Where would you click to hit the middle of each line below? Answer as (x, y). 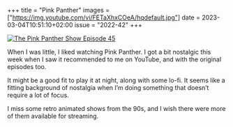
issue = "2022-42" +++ (108, 25)
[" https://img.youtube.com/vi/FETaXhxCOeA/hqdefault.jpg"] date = (104, 17)
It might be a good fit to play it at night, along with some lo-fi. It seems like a (116, 80)
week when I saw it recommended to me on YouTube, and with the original (114, 59)
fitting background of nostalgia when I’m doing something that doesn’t (108, 88)
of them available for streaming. (53, 116)
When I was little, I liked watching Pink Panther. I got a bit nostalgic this (109, 52)
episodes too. (27, 67)
